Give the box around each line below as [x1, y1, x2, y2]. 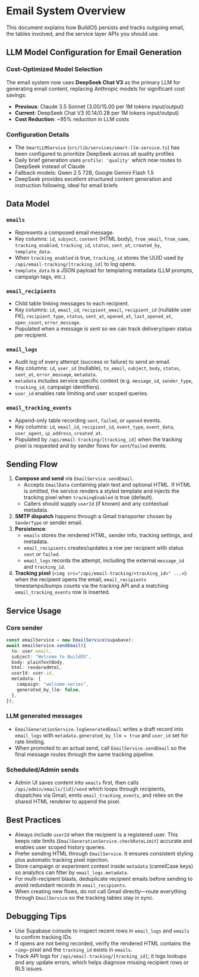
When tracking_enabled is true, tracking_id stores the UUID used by [14, 254, 184, 261]
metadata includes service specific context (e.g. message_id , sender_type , [14, 377, 193, 385]
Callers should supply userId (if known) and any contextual [23, 500, 169, 508]
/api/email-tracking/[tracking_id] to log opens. [14, 260, 137, 267]
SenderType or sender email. [14, 519, 83, 527]
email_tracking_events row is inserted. [14, 588, 110, 595]
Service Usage [6, 606, 62, 616]
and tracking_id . [23, 563, 66, 571]
